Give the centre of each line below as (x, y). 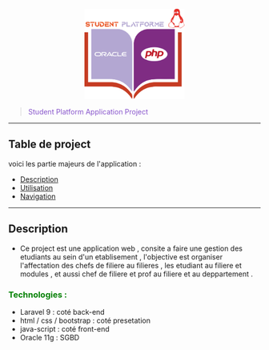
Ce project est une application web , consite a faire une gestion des (131, 248)
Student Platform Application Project (88, 112)
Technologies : (38, 295)
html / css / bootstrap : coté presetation (85, 320)
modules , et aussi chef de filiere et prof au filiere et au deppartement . (137, 274)
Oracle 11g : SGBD (50, 337)
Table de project (50, 145)
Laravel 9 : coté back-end (62, 312)
